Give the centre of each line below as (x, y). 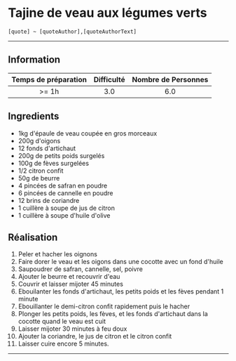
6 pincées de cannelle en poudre (65, 193)
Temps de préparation (49, 79)
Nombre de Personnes (170, 79)
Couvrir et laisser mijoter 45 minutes (70, 284)
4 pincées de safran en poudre (63, 185)
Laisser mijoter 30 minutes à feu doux (72, 329)
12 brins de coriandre (49, 200)
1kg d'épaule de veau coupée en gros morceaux (88, 133)
